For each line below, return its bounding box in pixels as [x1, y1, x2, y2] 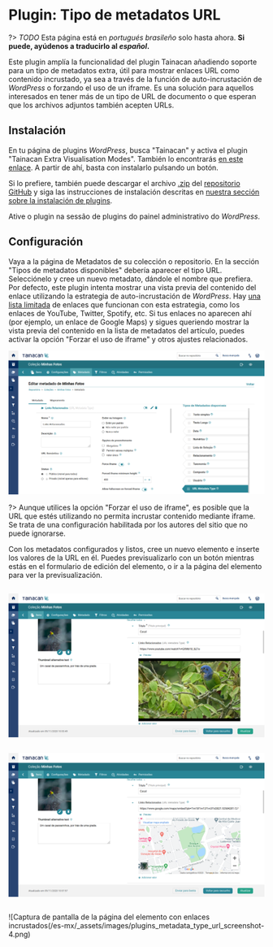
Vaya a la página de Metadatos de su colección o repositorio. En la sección [8, 256, 260, 266]
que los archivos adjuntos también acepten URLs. [8, 100, 175, 110]
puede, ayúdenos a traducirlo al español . [8, 41, 150, 50]
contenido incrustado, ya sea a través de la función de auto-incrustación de [8, 74, 262, 84]
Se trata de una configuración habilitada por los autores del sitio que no [8, 519, 248, 529]
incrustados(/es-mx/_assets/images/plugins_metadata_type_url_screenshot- [8, 920, 265, 930]
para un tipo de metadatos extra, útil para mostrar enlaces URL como [8, 65, 240, 75]
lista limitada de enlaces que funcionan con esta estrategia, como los [8, 299, 240, 310]
